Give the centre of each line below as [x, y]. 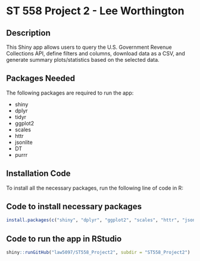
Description [28, 33]
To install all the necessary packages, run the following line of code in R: [95, 188]
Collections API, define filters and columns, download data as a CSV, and [96, 54]
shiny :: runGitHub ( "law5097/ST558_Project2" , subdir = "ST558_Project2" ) [98, 253]
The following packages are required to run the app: [70, 93]
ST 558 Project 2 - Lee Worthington [95, 11]
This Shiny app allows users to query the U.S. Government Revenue [89, 47]
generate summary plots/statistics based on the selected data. [83, 60]
